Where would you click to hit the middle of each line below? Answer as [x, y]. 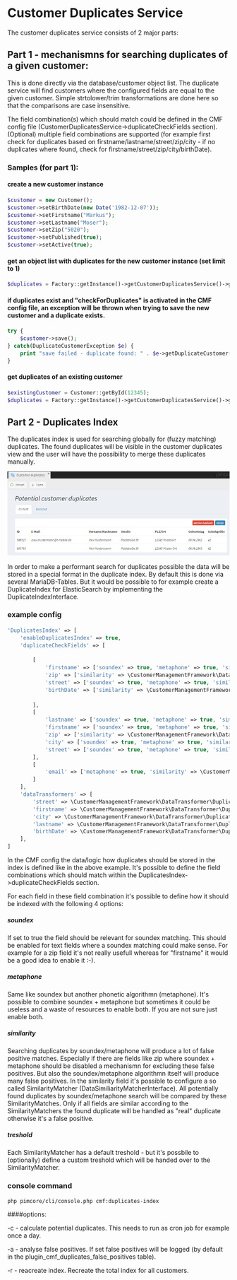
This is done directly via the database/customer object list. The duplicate [113, 83]
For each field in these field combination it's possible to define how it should [118, 896]
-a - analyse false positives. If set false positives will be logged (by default [115, 1250]
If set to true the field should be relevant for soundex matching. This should [117, 938]
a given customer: [48, 66]
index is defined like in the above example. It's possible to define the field [114, 868]
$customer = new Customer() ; [50, 200]
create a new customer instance [55, 184]
